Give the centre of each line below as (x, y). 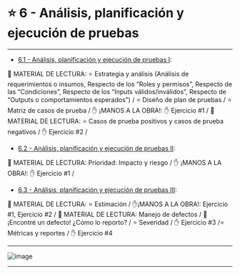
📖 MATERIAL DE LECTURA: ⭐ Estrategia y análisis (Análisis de (98, 73)
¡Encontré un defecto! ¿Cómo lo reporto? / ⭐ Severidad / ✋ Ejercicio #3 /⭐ (116, 222)
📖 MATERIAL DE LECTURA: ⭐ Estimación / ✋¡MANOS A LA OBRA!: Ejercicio (118, 204)
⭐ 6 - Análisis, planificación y (96, 13)
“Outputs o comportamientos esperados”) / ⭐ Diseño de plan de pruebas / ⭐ (120, 99)
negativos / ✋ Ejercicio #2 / (47, 131)
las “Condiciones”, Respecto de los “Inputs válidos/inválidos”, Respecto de (117, 91)
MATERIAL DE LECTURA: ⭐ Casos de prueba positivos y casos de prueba (115, 121)
